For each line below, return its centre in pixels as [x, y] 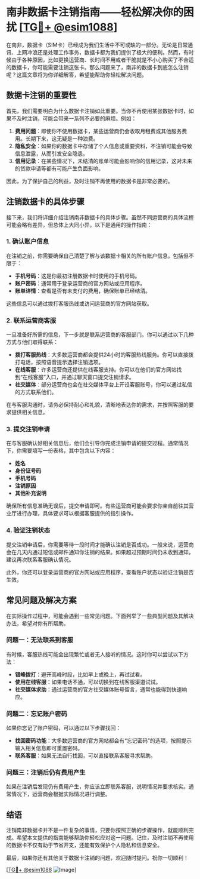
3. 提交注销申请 [28, 429]
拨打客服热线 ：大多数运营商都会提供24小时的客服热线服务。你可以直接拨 [104, 355]
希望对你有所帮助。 [45, 623]
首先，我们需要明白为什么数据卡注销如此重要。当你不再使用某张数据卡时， [97, 110]
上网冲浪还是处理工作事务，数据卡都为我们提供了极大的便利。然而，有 [102, 52]
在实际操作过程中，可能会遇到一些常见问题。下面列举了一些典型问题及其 [95, 616]
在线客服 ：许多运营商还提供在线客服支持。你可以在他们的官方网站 [96, 370]
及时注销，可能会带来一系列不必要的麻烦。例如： [76, 118]
